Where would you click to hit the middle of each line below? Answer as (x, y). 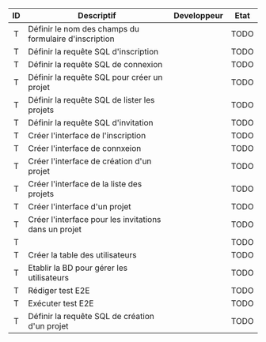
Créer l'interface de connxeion (85, 148)
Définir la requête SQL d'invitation (91, 123)
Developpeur (199, 15)
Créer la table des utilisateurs (82, 255)
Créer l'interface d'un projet (80, 207)
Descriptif (97, 15)
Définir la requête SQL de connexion (95, 64)
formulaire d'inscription (71, 39)
